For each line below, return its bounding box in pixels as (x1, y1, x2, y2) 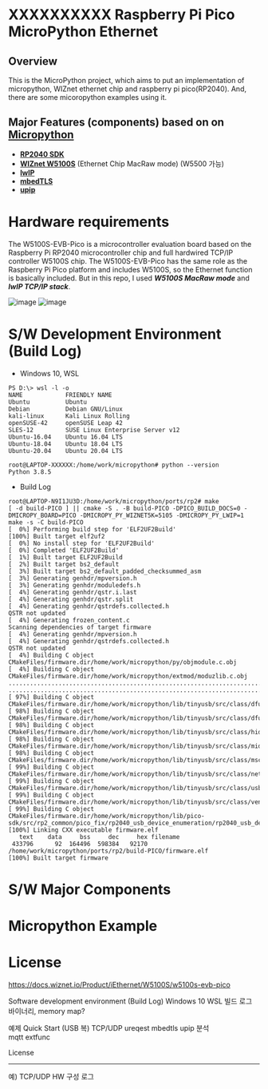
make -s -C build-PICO (8, 518, 84, 527)
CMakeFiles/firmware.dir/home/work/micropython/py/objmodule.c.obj (8, 658, 238, 666)
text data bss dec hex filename (18, 833, 180, 841)
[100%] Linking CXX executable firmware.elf (8, 825, 159, 834)
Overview (8, 54, 58, 68)
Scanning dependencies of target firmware (8, 623, 152, 631)
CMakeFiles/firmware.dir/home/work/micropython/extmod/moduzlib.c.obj (8, 672, 248, 680)
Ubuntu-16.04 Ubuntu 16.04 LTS (8, 433, 124, 441)
